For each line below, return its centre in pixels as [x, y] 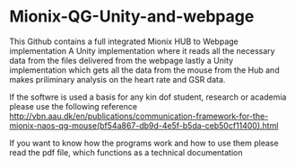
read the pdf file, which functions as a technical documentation [126, 152]
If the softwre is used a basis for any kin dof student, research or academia [148, 97]
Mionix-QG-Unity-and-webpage [132, 17]
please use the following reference [73, 106]
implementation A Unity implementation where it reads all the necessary [142, 50]
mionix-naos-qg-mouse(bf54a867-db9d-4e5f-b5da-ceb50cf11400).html [144, 125]
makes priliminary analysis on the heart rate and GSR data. [117, 79]
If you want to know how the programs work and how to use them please [144, 143]
